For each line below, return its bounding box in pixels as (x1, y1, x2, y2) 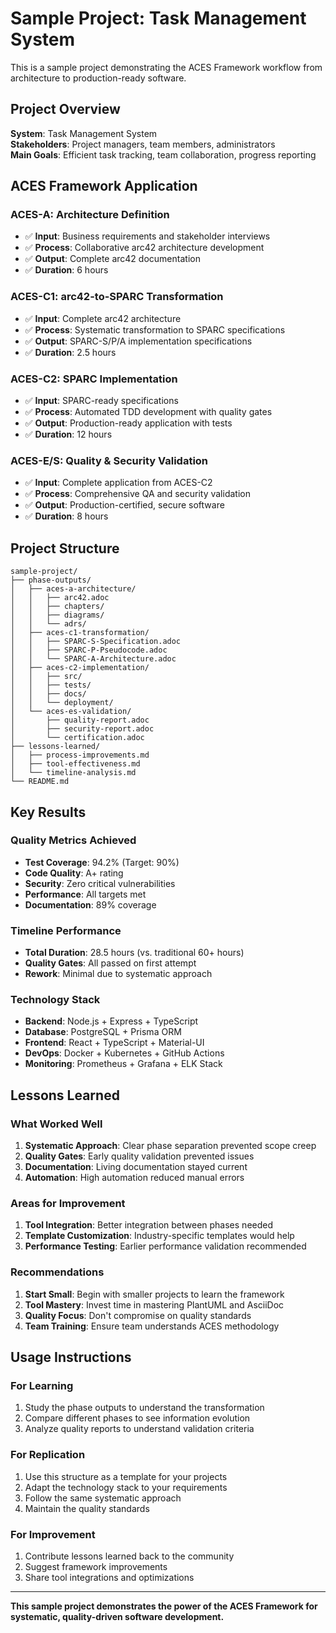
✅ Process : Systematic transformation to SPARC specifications (24, 323, 286, 336)
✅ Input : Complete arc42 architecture (24, 312, 182, 324)
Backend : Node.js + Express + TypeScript (24, 1015, 199, 1027)
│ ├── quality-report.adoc (10, 715, 150, 726)
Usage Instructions (10, 1349, 132, 1366)
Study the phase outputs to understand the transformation (24, 1402, 265, 1414)
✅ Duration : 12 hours (24, 428, 113, 441)
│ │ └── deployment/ (10, 698, 114, 708)
